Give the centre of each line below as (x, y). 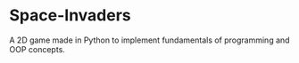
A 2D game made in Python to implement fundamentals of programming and (149, 40)
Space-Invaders (70, 16)
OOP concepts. (37, 49)
